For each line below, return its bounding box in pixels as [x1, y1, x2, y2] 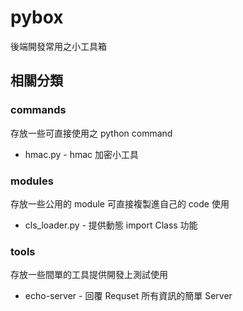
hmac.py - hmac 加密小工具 [24, 148, 140, 160]
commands [10, 103, 67, 117]
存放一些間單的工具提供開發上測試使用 [10, 269, 168, 281]
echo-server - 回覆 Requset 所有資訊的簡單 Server [24, 290, 233, 302]
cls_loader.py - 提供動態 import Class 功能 [24, 219, 198, 231]
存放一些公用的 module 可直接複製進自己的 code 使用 [10, 197, 230, 210]
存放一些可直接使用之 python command [10, 127, 173, 139]
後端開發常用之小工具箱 [10, 40, 107, 52]
